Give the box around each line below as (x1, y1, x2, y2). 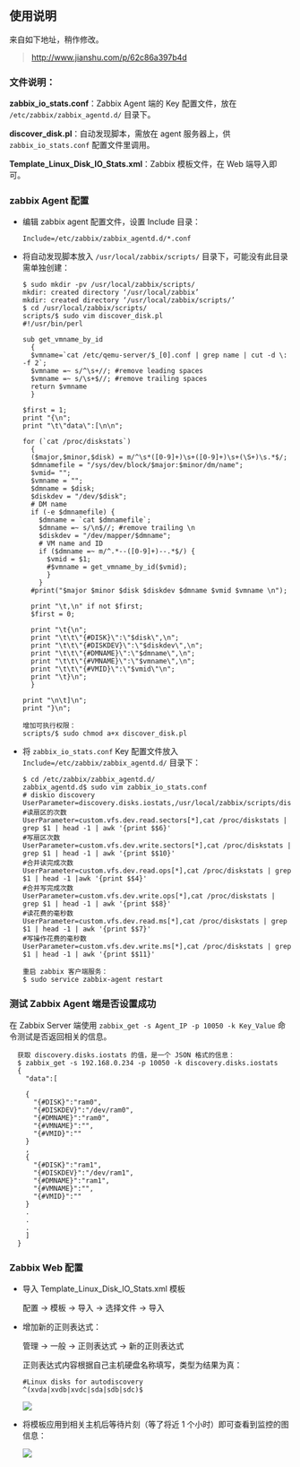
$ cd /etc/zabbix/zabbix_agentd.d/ (21, 775, 156, 785)
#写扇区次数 (21, 833, 61, 843)
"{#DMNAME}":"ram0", (32, 1113, 110, 1123)
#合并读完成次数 (21, 859, 74, 868)
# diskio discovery (21, 791, 96, 800)
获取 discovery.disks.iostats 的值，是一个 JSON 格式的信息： (17, 1050, 236, 1060)
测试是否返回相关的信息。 (16, 1030, 112, 1042)
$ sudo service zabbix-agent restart (21, 976, 164, 985)
